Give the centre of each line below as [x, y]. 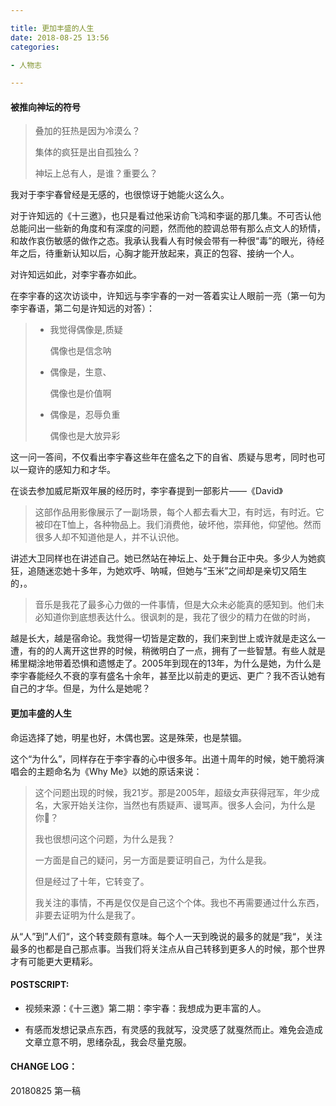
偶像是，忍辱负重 [85, 415]
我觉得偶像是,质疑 [86, 330]
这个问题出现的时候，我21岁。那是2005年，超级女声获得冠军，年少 [173, 792]
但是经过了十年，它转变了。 [92, 881]
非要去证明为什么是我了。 [87, 915]
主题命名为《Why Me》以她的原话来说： [119, 771]
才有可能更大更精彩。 [54, 961]
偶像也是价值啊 [80, 393]
